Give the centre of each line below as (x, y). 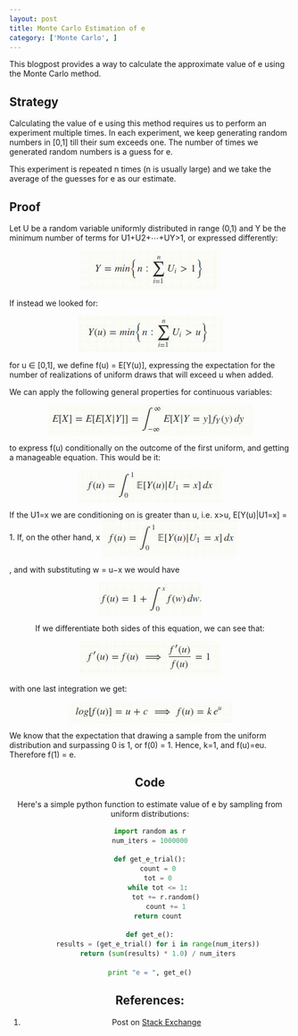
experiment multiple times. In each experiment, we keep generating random (148, 133)
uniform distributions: (150, 813)
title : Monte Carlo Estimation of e (77, 28)
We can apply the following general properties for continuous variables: (141, 392)
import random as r (150, 831)
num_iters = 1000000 (150, 840)
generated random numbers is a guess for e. (91, 152)
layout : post (33, 19)
